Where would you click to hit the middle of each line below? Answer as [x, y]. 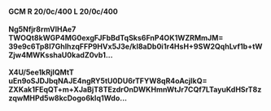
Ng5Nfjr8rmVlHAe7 [42, 29]
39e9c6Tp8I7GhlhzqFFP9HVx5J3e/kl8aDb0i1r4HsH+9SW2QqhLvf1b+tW [135, 47]
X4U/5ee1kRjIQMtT [42, 72]
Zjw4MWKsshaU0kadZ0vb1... [61, 55]
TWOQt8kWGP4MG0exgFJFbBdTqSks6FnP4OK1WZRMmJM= [116, 38]
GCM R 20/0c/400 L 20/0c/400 [63, 11]
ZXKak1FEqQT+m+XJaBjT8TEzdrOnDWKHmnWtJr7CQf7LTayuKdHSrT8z [135, 90]
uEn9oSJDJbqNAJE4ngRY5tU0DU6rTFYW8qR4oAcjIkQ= [108, 81]
